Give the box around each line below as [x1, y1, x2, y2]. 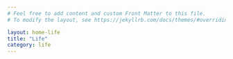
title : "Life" [7, 35, 49, 42]
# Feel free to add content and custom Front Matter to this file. [7, 10, 207, 17]
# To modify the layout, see [7, 16, 92, 23]
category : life [7, 42, 51, 49]
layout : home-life [7, 29, 60, 36]
